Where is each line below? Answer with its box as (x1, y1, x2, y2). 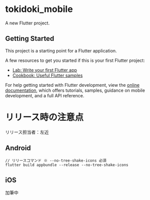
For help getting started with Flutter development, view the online (5, 82, 140, 88)
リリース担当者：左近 (5, 129, 49, 135)
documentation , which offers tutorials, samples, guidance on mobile (5, 87, 145, 93)
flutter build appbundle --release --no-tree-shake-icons (5, 162, 128, 168)
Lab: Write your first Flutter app (12, 67, 77, 73)
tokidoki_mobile (5, 3, 73, 15)
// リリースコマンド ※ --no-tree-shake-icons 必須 (5, 158, 106, 163)
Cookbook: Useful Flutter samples (12, 72, 83, 78)
